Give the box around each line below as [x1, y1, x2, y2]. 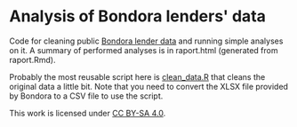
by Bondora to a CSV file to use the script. [9, 91, 164, 101]
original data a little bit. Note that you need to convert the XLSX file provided [9, 81, 289, 91]
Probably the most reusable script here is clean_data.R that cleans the [9, 71, 266, 82]
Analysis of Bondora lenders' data [9, 6, 267, 27]
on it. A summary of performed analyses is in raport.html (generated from [9, 44, 278, 55]
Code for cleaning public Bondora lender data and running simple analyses [9, 36, 284, 46]
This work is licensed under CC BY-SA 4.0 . [9, 107, 166, 118]
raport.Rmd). [9, 54, 56, 65]
